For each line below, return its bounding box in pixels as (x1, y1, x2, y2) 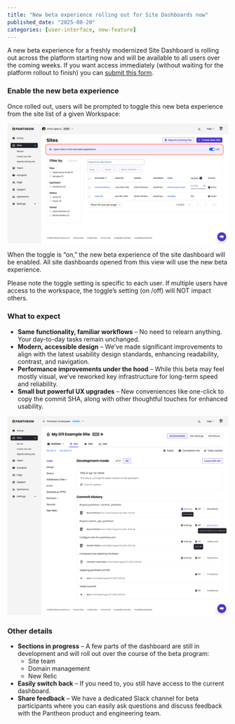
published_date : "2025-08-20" (7, 18, 96, 26)
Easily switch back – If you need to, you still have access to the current (17, 679, 224, 688)
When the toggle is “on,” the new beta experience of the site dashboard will (7, 250, 226, 259)
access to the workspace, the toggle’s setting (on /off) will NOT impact (7, 286, 212, 295)
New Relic (27, 672, 58, 681)
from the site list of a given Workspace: (7, 109, 121, 118)
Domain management (27, 664, 90, 673)
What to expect (7, 311, 61, 321)
